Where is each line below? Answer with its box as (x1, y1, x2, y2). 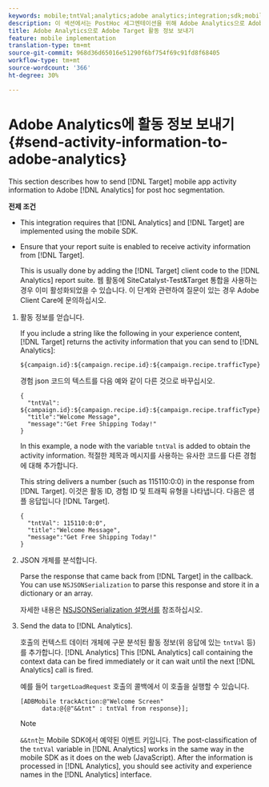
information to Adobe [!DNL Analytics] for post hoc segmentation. (8, 185, 226, 195)
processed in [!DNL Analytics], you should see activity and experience (19, 761, 252, 770)
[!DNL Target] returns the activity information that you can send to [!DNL (19, 337, 259, 346)
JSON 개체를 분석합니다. (19, 555, 98, 565)
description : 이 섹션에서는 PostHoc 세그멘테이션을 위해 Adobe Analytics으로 (8, 19, 246, 27)
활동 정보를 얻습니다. (19, 312, 85, 321)
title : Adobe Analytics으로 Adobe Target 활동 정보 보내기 (8, 26, 195, 34)
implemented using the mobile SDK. (19, 226, 139, 236)
